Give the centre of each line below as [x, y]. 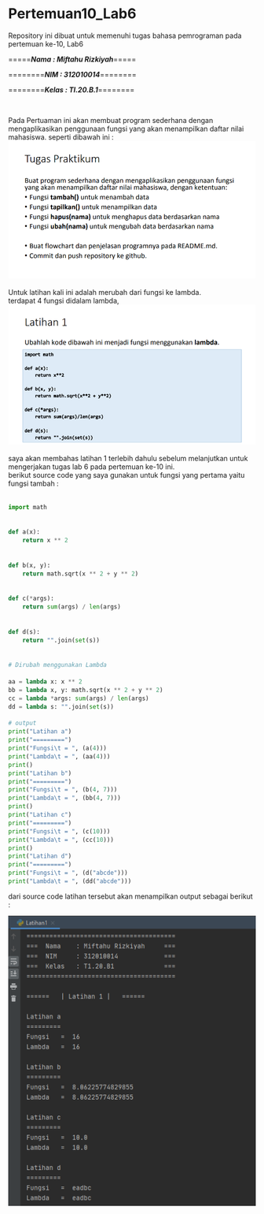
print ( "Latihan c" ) [40, 815]
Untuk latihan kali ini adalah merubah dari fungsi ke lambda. [105, 292]
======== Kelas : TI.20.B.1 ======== [71, 89]
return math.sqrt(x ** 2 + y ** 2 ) [81, 573]
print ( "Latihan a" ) [40, 732]
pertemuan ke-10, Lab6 [46, 43]
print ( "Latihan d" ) [40, 856]
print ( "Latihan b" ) [40, 773]
